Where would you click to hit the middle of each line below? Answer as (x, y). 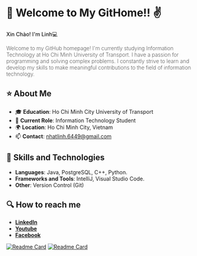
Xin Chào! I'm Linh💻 (32, 34)
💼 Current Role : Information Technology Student (75, 120)
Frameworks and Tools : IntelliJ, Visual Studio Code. (80, 179)
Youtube (26, 229)
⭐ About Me (29, 94)
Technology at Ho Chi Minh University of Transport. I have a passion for (93, 54)
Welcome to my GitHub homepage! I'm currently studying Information (90, 48)
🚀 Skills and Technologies (56, 158)
